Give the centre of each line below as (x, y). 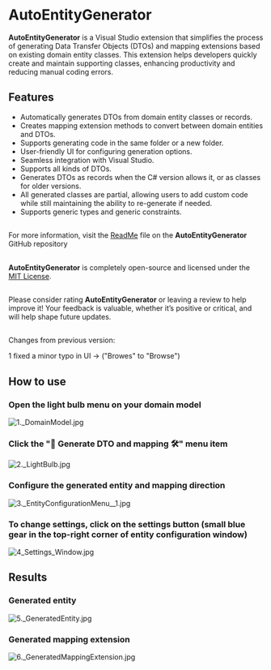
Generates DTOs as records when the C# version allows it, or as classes (140, 177)
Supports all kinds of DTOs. (66, 169)
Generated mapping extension (70, 639)
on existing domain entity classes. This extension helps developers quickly (133, 54)
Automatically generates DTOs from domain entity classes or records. (136, 117)
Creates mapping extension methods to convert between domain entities (142, 125)
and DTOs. (38, 134)
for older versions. (51, 186)
